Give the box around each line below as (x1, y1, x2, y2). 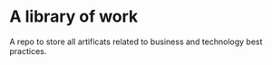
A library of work (9, 6, 139, 27)
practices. (9, 45, 47, 56)
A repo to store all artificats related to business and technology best (9, 36, 263, 47)
